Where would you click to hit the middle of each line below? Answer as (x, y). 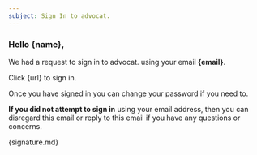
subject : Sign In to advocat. (60, 16)
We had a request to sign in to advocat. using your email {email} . (117, 62)
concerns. (26, 126)
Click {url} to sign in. (43, 77)
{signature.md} (34, 142)
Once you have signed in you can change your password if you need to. (128, 93)
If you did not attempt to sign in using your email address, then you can (128, 109)
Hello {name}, (36, 44)
